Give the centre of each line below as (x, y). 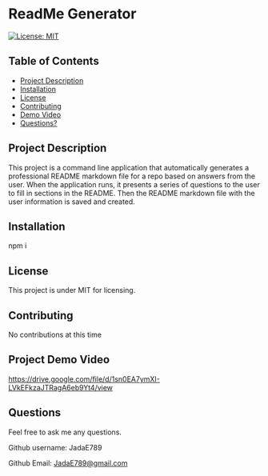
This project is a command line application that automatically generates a (129, 167)
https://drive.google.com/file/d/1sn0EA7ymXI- (84, 379)
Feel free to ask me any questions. (65, 432)
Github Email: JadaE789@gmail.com (68, 463)
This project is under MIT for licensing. (72, 290)
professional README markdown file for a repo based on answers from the (132, 176)
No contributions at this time (55, 334)
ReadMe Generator (72, 14)
